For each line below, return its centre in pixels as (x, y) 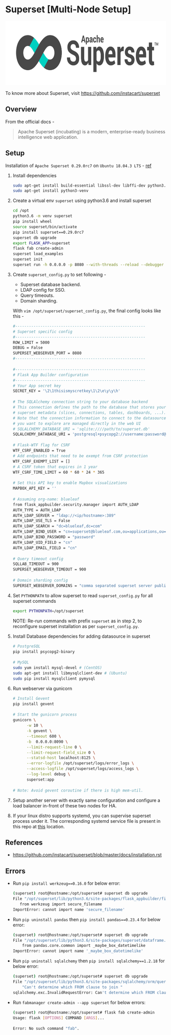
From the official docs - (30, 121)
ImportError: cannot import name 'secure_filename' (69, 909)
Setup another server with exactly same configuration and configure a (87, 800)
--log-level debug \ (48, 774)
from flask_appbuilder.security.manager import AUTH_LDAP (76, 504)
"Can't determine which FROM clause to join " (72, 987)
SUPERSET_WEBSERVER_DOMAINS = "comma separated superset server (82, 585)
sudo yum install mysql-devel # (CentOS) (57, 668)
